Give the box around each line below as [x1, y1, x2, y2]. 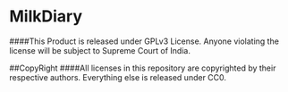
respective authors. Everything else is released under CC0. [9, 71, 226, 82]
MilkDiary [9, 6, 83, 27]
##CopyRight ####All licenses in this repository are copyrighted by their [9, 63, 276, 73]
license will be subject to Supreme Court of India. [9, 45, 191, 55]
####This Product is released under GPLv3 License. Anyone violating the [9, 36, 280, 46]
